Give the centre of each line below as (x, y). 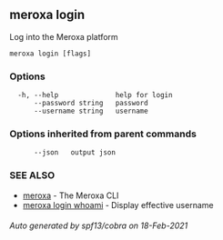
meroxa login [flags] (51, 54)
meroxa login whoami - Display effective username (118, 205)
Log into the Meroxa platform (64, 36)
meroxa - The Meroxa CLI (71, 195)
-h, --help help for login (95, 95)
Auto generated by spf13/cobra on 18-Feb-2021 (99, 225)
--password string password (91, 104)
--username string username (91, 111)
